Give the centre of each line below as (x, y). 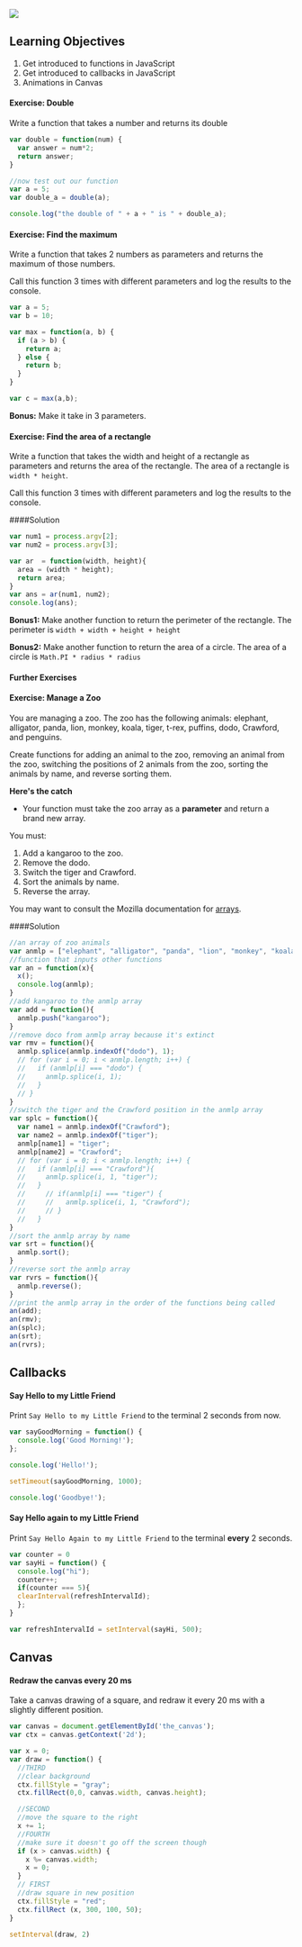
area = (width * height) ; (66, 569)
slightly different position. (56, 1710)
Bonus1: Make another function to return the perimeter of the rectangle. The (151, 620)
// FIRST (34, 1885)
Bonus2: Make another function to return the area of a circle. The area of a (148, 647)
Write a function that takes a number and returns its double (119, 123)
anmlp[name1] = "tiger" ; (64, 1144)
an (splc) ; (28, 1328)
